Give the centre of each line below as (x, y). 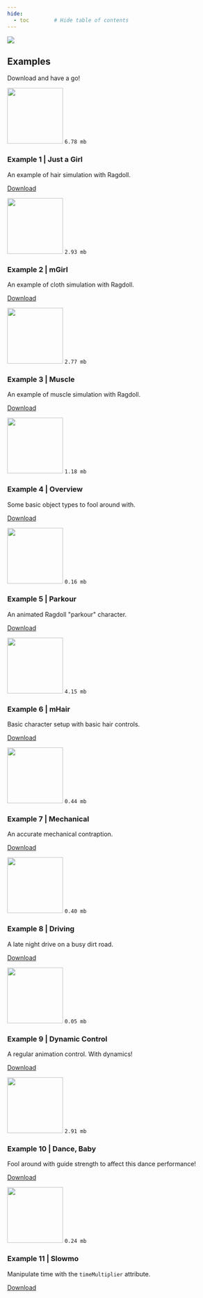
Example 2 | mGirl (38, 269)
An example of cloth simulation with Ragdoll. (71, 284)
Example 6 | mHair (39, 709)
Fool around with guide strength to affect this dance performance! (102, 1164)
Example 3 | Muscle (41, 379)
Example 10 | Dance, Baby (51, 1149)
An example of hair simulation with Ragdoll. (69, 174)
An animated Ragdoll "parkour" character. (67, 614)
